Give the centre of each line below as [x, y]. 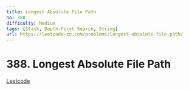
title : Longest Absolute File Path [51, 12]
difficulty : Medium [31, 23]
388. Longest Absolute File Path [89, 64]
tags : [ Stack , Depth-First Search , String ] [62, 29]
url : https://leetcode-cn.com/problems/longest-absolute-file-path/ [95, 34]
